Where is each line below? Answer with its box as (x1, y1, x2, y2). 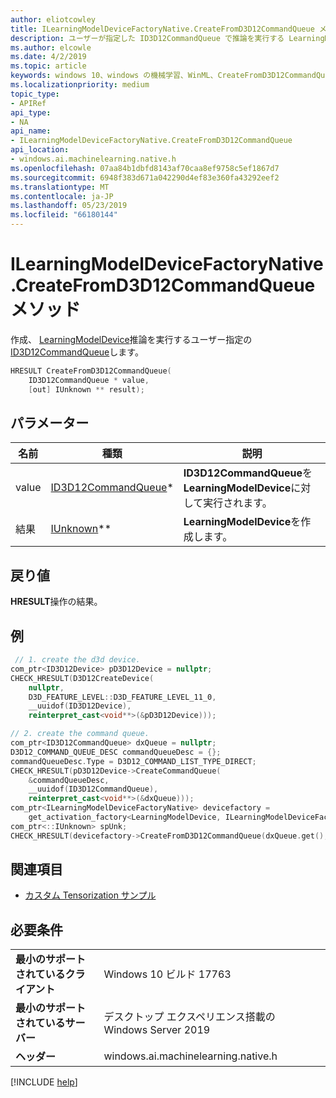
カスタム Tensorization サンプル (24, 889, 157, 901)
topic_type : (10, 89, 60, 99)
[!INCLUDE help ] (10, 1076, 78, 1088)
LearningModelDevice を (183, 515, 302, 529)
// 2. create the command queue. (10, 729, 150, 739)
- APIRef (10, 98, 47, 108)
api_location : (10, 145, 70, 155)
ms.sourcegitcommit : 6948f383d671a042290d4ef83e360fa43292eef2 (10, 172, 280, 183)
